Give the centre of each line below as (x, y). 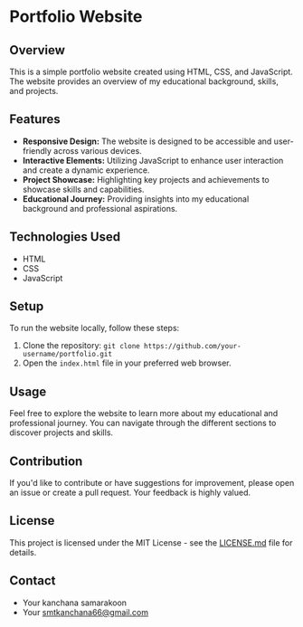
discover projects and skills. (62, 432)
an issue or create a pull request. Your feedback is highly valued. (130, 493)
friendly (37, 150)
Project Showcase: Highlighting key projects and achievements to (146, 179)
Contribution (46, 461)
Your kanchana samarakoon (75, 603)
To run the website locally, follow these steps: (95, 328)
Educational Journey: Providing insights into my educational (136, 199)
